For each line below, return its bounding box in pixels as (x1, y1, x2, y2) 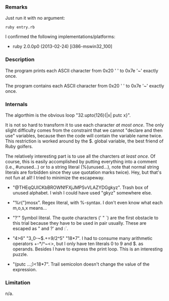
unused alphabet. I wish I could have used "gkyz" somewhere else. (12, 189, 152, 195)
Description (5, 56, 35, 63)
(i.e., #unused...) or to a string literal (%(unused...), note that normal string (5, 164, 159, 170)
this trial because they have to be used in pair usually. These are (12, 220, 147, 226)
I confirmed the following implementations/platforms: (5, 34, 116, 40)
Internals (5, 101, 28, 108)
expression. (12, 266, 37, 272)
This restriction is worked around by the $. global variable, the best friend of (5, 138, 164, 144)
